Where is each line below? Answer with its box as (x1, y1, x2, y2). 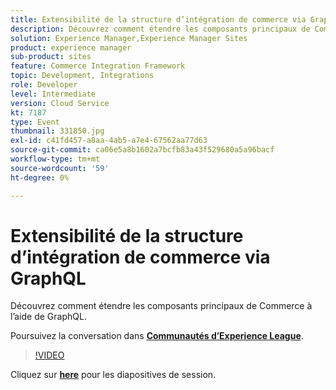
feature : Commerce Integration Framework (10, 61, 186, 71)
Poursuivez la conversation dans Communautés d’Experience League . (10, 330, 304, 342)
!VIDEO (34, 349, 65, 361)
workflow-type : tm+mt (10, 154, 101, 164)
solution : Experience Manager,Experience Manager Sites (10, 33, 248, 43)
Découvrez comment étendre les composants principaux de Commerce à (10, 300, 313, 312)
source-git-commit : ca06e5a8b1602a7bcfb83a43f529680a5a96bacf (10, 145, 275, 155)
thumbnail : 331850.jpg (10, 126, 105, 136)
